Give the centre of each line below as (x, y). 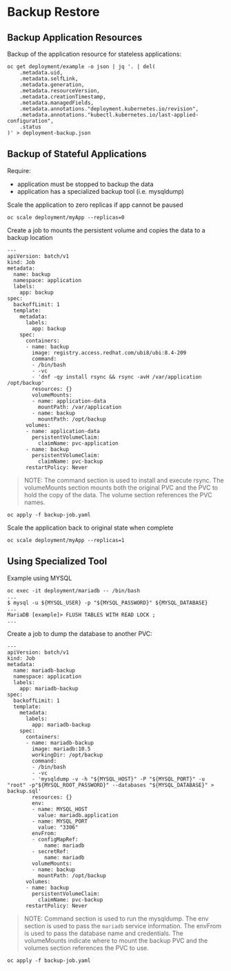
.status (30, 127)
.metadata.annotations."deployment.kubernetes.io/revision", (109, 109)
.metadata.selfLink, (49, 79)
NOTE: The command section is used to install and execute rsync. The (124, 480)
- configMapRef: (55, 839)
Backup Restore (53, 12)
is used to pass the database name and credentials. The (104, 933)
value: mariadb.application (78, 815)
